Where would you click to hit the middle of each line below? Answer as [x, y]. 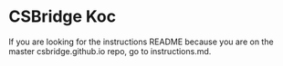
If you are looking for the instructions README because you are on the [141, 42]
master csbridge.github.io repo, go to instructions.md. [110, 51]
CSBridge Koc [63, 17]
